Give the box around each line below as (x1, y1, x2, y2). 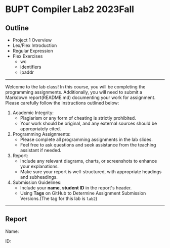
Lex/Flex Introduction (12, 42, 57, 48)
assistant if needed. (20, 147, 62, 153)
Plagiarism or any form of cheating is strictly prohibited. (20, 115, 137, 121)
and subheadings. (20, 174, 58, 180)
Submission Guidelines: (12, 179, 62, 185)
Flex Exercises (12, 53, 43, 59)
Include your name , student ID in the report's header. (20, 185, 132, 190)
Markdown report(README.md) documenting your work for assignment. (5, 94, 156, 101)
